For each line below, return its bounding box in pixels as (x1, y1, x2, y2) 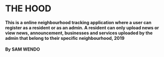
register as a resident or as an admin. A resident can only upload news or (5, 25, 160, 30)
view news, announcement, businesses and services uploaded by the (5, 30, 153, 36)
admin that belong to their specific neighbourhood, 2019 (5, 35, 125, 41)
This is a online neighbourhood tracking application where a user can (5, 19, 152, 25)
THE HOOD (5, 3, 51, 14)
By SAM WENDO (5, 46, 40, 52)
